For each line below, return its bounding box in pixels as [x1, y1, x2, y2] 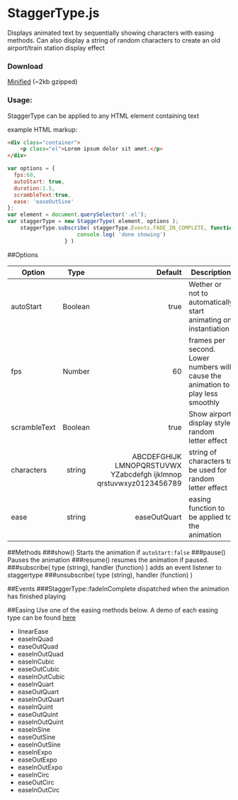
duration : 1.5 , [13, 185, 55, 192]
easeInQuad [17, 634, 53, 643]
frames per [188, 335, 225, 345]
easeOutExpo [17, 755, 58, 764]
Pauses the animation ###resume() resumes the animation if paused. [7, 556, 209, 564]
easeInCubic [17, 657, 55, 666]
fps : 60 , [13, 172, 37, 179]
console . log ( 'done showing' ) [76, 231, 166, 238]
